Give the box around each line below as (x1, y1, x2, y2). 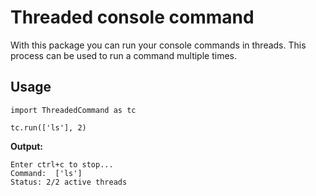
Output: (10, 140, 43, 152)
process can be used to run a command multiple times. (10, 49, 237, 61)
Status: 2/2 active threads (10, 177, 128, 187)
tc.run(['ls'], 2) (10, 122, 87, 133)
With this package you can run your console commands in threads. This (10, 39, 307, 51)
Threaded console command (10, 6, 255, 29)
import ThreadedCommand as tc (10, 105, 137, 115)
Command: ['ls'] (10, 168, 83, 178)
